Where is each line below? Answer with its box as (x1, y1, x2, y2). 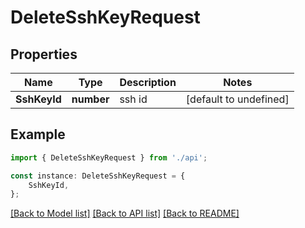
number (71, 92, 110, 106)
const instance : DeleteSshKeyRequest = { (10, 171, 186, 181)
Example (10, 126, 66, 143)
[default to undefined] (185, 92, 290, 106)
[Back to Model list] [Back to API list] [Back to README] (10, 207, 240, 220)
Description (119, 76, 177, 89)
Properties (10, 46, 78, 63)
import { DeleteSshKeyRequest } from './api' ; (10, 152, 208, 163)
